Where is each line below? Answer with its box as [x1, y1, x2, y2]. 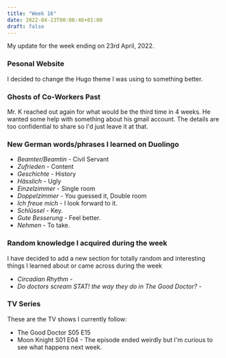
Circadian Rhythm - [16, 275, 74, 283]
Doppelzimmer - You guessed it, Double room [16, 192, 147, 200]
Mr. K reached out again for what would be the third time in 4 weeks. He [7, 108, 211, 116]
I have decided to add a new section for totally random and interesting [7, 254, 206, 262]
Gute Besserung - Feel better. [16, 214, 101, 222]
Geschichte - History [16, 170, 76, 178]
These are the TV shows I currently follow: [7, 315, 127, 323]
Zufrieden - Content [16, 163, 74, 171]
